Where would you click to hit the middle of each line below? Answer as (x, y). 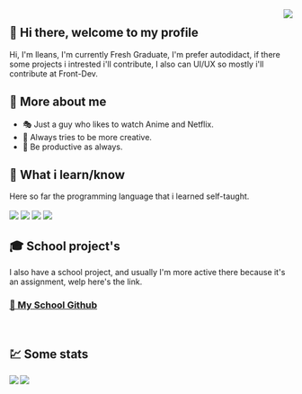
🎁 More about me (58, 102)
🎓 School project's (65, 246)
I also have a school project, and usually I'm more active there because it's (147, 273)
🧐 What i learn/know (67, 175)
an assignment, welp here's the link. (76, 282)
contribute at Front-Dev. (54, 73)
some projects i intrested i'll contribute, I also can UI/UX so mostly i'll (137, 64)
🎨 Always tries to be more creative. (87, 137)
